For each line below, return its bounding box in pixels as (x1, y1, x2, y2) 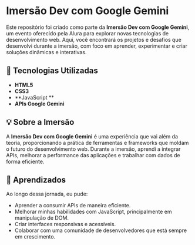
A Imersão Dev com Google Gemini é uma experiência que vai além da (6, 133, 178, 140)
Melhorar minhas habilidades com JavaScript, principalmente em (14, 208, 172, 216)
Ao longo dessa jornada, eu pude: (6, 190, 88, 198)
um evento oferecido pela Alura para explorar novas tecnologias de (6, 29, 169, 37)
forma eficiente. (6, 158, 45, 165)
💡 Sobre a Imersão (6, 117, 75, 127)
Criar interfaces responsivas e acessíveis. (14, 221, 116, 228)
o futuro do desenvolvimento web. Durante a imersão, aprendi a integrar (6, 145, 181, 153)
